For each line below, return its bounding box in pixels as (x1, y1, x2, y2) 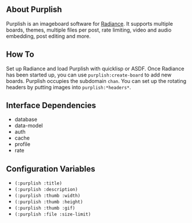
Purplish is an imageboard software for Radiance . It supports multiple (6, 20, 173, 27)
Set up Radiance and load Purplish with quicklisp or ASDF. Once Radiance (6, 65, 184, 72)
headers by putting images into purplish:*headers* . (6, 83, 132, 90)
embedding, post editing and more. (6, 32, 91, 40)
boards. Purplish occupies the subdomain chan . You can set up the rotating (6, 77, 187, 84)
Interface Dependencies (6, 100, 97, 110)
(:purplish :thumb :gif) (14, 205, 76, 211)
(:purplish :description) (14, 187, 78, 193)
